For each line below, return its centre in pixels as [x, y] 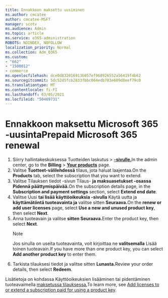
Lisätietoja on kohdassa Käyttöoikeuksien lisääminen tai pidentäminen [78, 279]
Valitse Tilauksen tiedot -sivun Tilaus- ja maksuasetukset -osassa [82, 181]
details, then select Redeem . [42, 269]
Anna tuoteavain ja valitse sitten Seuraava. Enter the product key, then [86, 219]
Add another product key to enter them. [54, 254]
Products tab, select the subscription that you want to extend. [77, 176]
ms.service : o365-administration [40, 38]
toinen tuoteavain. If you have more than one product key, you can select [88, 249]
